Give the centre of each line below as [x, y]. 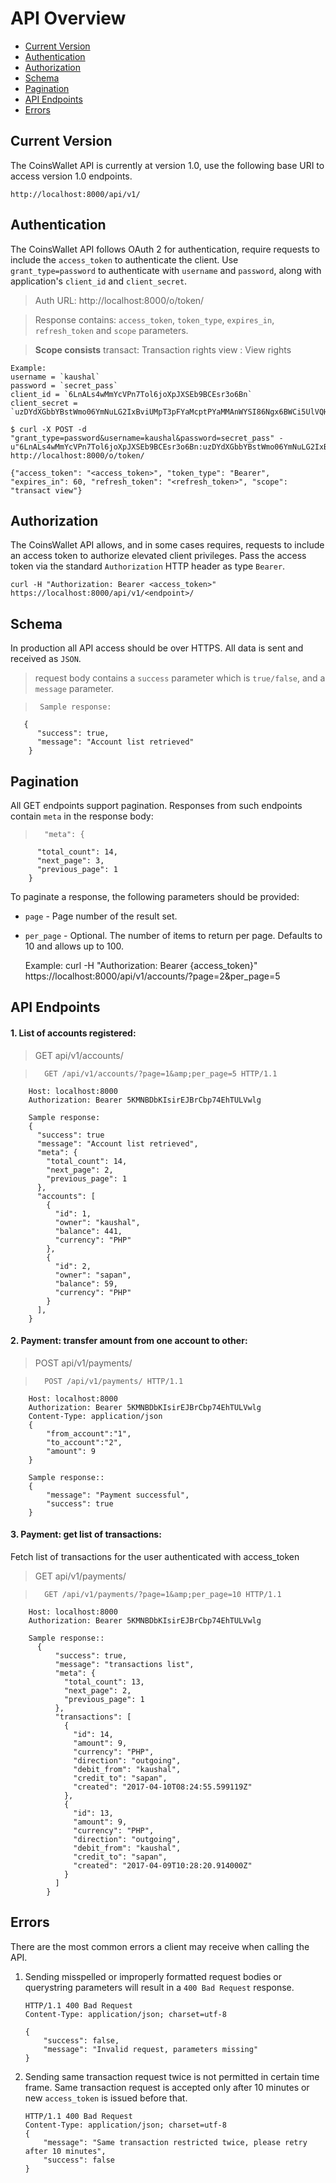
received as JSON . [46, 659]
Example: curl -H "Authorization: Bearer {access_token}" [141, 965]
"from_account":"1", [89, 1433]
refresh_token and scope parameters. [111, 330]
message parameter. [74, 689]
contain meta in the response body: [82, 816]
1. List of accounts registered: [73, 1033]
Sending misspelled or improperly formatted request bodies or [153, 1976]
